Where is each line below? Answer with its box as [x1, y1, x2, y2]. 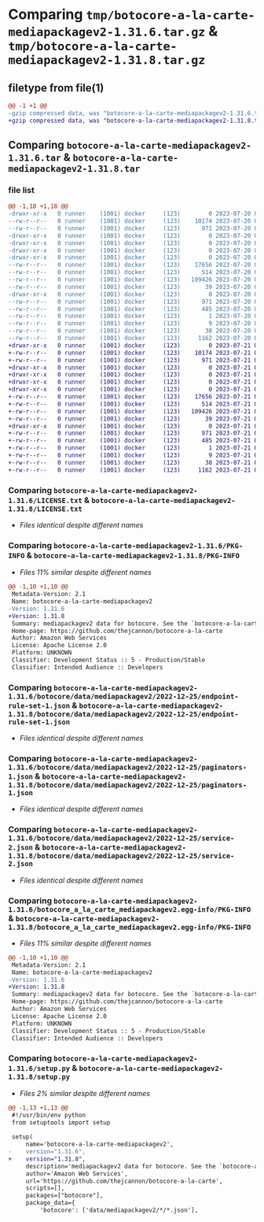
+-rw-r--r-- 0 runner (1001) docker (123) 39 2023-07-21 [8, 415, 251, 423]
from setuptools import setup [11, 1118, 111, 1127]
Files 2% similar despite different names [19, 1088, 151, 1098]
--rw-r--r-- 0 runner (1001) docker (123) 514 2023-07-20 [8, 268, 251, 276]
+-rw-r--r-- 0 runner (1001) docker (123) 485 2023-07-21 [8, 437, 251, 445]
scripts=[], [25, 1184, 65, 1192]
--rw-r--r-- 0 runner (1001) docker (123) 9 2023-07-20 [8, 320, 251, 328]
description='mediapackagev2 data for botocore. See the [25, 1162, 216, 1170]
